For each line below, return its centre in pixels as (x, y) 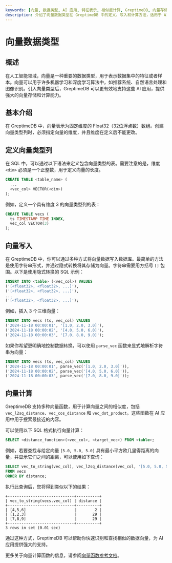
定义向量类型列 (29, 150)
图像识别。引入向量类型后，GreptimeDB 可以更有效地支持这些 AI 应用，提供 (85, 88)
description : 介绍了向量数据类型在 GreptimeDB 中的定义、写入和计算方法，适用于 (84, 15)
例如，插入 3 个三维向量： (33, 311)
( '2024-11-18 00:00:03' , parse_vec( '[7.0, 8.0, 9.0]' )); (67, 376)
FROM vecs (16, 471)
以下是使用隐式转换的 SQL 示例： (49, 271)
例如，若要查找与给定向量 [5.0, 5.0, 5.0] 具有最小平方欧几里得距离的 (80, 450)
